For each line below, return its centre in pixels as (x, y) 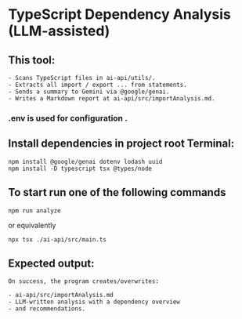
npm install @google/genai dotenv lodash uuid (85, 161)
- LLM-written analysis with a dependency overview (94, 302)
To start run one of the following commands (117, 192)
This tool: (32, 60)
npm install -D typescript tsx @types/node (80, 169)
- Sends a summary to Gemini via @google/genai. (89, 92)
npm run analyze (34, 210)
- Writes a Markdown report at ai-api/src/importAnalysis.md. (112, 99)
